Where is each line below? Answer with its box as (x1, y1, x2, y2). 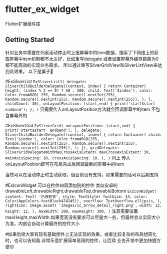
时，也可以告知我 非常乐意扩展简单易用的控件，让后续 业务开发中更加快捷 (5, 237, 156, 243)
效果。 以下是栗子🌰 (13, 68, 53, 74)
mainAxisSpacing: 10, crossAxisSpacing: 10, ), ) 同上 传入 (5, 154, 131, 161)
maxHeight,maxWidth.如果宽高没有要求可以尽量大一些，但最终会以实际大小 (5, 214, 160, 220)
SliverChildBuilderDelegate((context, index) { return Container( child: (5, 132, 162, 137)
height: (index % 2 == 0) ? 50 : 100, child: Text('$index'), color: (5, 88, 153, 93)
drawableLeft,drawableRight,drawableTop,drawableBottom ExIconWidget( (5, 188, 156, 194)
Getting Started (5, 36, 54, 44)
